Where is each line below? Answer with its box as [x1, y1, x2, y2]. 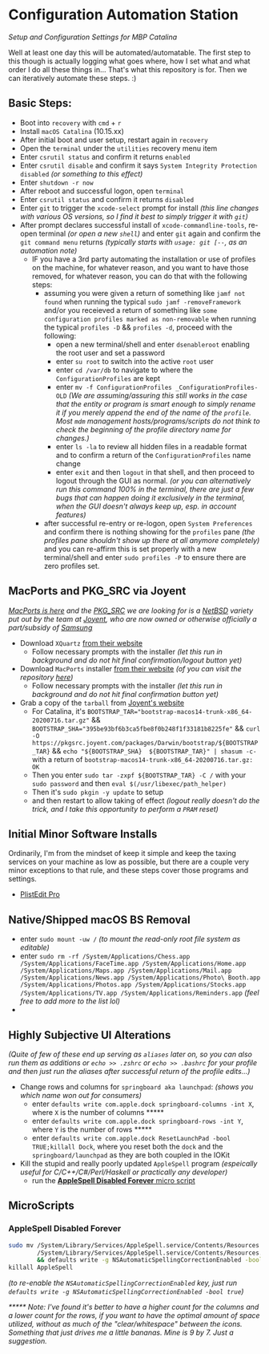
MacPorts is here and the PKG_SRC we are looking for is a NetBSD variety [8, 606, 254, 615]
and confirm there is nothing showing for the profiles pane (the [43, 527, 255, 537]
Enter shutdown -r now [19, 177, 94, 187]
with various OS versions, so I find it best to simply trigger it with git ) [19, 211, 248, 221]
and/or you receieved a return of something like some [43, 305, 218, 314]
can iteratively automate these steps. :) [8, 73, 137, 83]
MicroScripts [8, 1199, 74, 1213]
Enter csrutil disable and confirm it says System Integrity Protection [19, 160, 258, 170]
